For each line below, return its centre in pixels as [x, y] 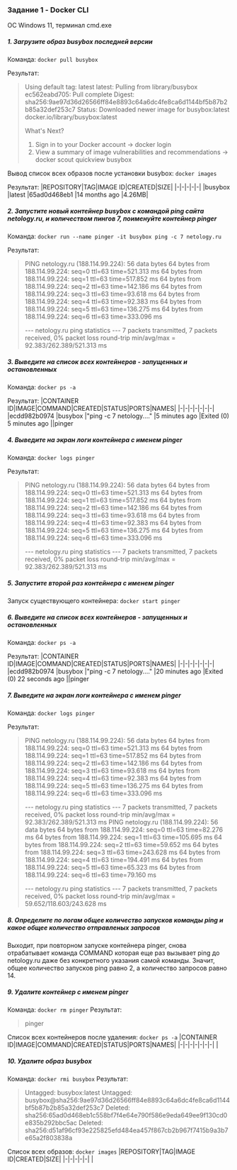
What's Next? [44, 131]
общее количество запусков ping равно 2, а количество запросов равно [117, 968]
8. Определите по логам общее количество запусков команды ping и [115, 920]
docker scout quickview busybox [83, 160]
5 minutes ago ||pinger [40, 424]
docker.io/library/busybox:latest [71, 117]
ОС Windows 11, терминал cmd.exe [59, 26]
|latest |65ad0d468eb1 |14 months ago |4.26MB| [78, 195]
